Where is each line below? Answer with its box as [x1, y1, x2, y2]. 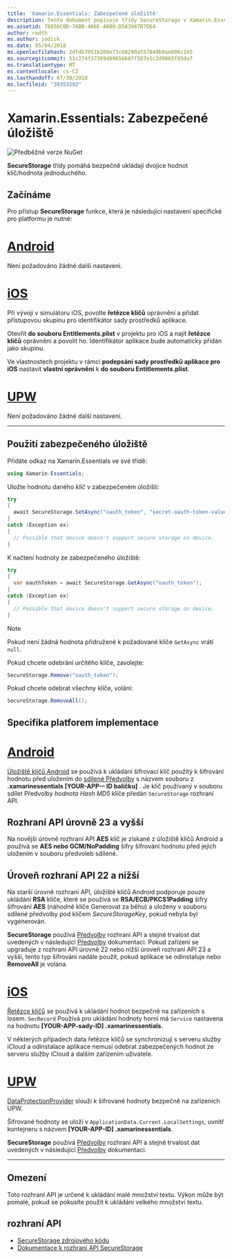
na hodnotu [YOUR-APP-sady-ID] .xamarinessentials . [7, 1022, 164, 1030]
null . [7, 645, 22, 653]
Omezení [7, 1172, 47, 1184]
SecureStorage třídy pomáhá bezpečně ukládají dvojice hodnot [7, 162, 188, 170]
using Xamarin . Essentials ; [7, 470, 85, 477]
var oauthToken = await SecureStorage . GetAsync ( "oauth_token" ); [13, 580, 202, 587]
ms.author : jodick [7, 36, 60, 43]
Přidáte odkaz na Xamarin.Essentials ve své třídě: [7, 457, 147, 465]
